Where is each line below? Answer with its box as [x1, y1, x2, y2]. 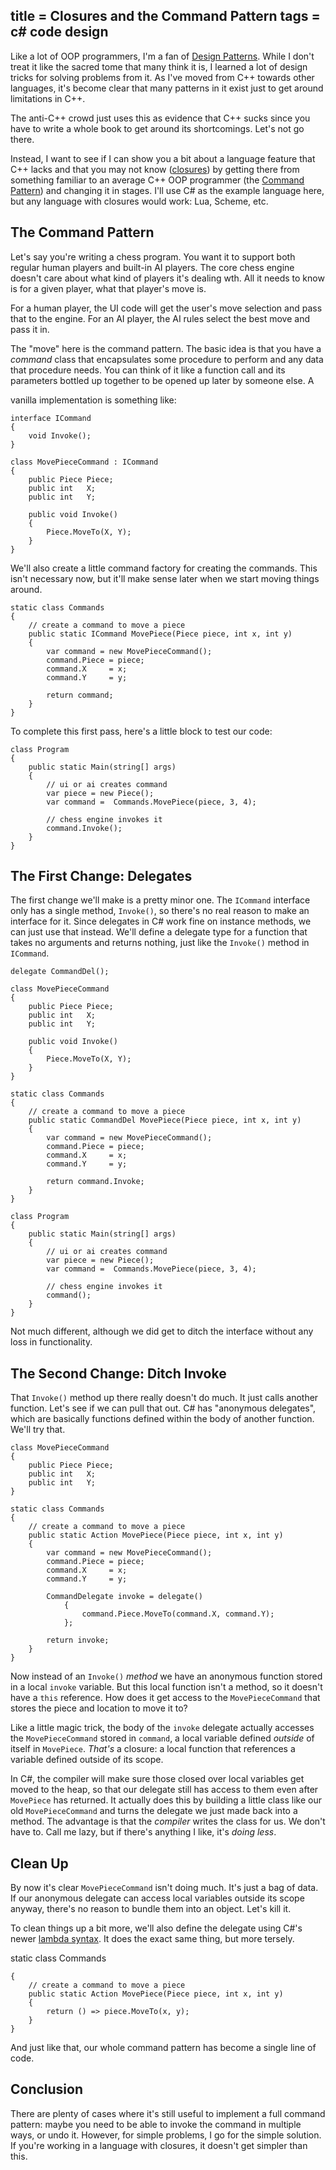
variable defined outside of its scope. [10, 1754, 164, 1766]
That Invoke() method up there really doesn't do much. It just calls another [10, 1392, 319, 1404]
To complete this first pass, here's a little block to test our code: [10, 725, 273, 737]
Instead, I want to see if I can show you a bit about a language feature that [10, 152, 316, 164]
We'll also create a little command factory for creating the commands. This [10, 562, 318, 574]
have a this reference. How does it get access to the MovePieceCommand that [10, 1692, 321, 1704]
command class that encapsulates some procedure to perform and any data [10, 353, 324, 365]
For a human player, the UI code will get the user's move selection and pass [10, 302, 323, 314]
